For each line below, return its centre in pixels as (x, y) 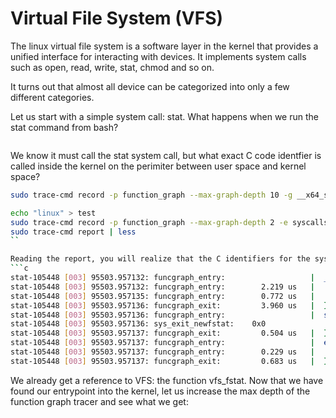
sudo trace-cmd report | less (73, 232)
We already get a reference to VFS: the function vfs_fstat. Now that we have (167, 380)
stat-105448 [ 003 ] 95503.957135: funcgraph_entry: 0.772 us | (162, 296)
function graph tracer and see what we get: (99, 401)
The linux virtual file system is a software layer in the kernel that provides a (164, 46)
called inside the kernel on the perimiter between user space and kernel (158, 166)
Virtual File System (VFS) (117, 18)
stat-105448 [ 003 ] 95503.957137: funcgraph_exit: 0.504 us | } (169, 333)
